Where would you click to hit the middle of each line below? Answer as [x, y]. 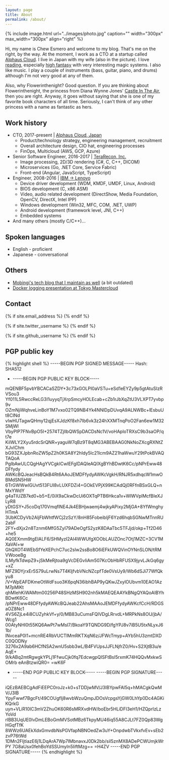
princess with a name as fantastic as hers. [49, 107]
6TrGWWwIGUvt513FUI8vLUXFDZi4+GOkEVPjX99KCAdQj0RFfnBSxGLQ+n [84, 485]
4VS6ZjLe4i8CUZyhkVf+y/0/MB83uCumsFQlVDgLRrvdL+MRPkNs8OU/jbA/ [84, 614]
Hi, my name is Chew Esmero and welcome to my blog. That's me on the [81, 49]
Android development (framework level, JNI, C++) [72, 210]
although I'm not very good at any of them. [50, 76]
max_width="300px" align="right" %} [44, 39]
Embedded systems [41, 216]
